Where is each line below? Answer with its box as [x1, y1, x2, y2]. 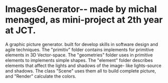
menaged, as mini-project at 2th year [5, 14, 163, 25]
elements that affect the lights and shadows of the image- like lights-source [5, 62, 161, 68]
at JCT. [5, 25, 36, 36]
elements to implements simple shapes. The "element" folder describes [5, 57, 153, 63]
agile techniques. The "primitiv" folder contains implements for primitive [5, 46, 154, 52]
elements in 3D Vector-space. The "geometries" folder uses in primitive [5, 51, 153, 58]
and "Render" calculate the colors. [5, 73, 77, 79]
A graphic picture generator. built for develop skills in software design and [5, 41, 158, 47]
